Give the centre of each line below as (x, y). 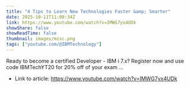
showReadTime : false (32, 33)
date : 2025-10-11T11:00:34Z (41, 17)
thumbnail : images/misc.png (41, 39)
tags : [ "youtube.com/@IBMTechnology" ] (54, 45)
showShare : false (28, 28)
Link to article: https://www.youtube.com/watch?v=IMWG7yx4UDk (96, 78)
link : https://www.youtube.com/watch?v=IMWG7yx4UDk (71, 22)
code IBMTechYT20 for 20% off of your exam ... (65, 67)
